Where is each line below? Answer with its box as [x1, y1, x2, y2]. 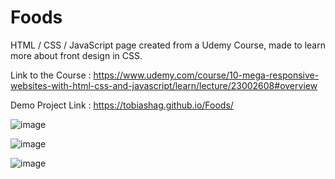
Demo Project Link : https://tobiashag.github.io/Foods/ [10, 99, 234, 111]
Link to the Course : [10, 69, 92, 81]
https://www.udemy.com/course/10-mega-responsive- [93, 69, 320, 81]
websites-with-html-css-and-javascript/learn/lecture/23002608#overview [10, 79, 318, 91]
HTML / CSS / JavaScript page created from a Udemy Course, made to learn [10, 39, 326, 51]
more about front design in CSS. [10, 49, 143, 61]
